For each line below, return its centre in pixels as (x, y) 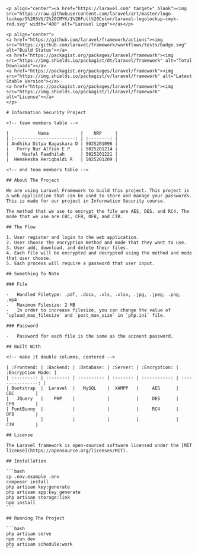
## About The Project (33, 180)
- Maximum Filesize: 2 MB (41, 305)
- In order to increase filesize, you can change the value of (88, 310)
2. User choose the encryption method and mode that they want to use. (96, 243)
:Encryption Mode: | (32, 373)
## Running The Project (36, 518)
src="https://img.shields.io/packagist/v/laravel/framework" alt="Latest (99, 76)
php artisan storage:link (38, 498)
